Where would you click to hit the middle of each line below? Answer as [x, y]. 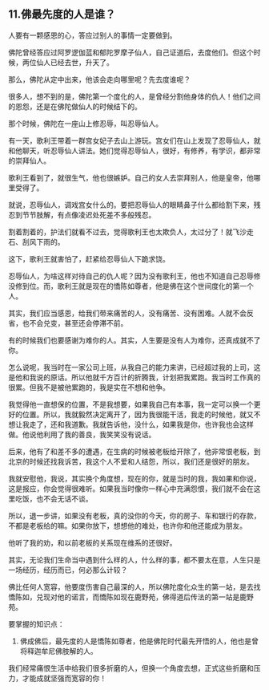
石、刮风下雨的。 [36, 241]
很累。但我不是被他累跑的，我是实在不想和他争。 [89, 387]
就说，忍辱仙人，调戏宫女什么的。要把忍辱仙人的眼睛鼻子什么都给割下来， [131, 205]
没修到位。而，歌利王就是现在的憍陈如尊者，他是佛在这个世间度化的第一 [127, 286]
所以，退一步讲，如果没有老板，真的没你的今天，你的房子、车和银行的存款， [134, 515]
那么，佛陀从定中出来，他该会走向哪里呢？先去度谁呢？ [99, 79]
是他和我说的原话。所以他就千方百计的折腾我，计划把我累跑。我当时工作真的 [134, 377]
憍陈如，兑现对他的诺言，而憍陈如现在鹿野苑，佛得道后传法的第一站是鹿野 [131, 597]
